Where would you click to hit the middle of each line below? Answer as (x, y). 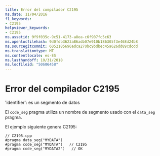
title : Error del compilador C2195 (42, 10)
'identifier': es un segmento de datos (42, 103)
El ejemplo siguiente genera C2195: (41, 127)
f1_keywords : (19, 19)
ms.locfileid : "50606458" (32, 64)
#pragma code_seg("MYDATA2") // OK (44, 149)
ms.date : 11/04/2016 (26, 14)
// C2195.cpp (19, 136)
